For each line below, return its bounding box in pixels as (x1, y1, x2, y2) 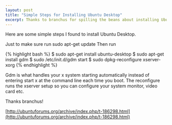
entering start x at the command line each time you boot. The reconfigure (5, 78, 160, 84)
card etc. (5, 88, 25, 95)
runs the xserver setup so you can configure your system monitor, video (5, 83, 158, 89)
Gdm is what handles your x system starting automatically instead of (5, 72, 150, 78)
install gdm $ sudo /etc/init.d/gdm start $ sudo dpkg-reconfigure (5, 57, 142, 63)
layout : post (5, 7, 33, 13)
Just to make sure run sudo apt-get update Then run (5, 41, 116, 47)
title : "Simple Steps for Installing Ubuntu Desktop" (5, 12, 123, 17)
